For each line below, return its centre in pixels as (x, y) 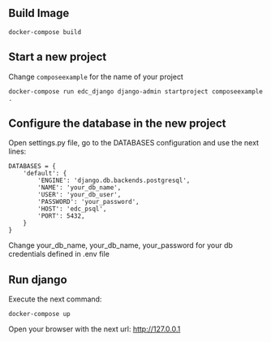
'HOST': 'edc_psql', (72, 209)
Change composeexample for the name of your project (96, 76)
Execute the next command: (55, 299)
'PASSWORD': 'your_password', (88, 202)
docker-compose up (39, 314)
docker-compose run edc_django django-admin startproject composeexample (136, 91)
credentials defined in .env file (59, 254)
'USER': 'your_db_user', (80, 195)
